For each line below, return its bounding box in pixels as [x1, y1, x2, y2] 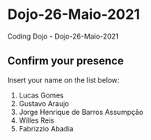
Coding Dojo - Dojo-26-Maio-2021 [7, 31, 119, 41]
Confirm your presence [7, 54, 124, 68]
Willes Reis [18, 116, 54, 125]
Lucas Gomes [18, 90, 64, 100]
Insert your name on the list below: [7, 75, 120, 84]
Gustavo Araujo [18, 98, 69, 108]
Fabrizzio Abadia [18, 123, 74, 133]
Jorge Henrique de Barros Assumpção [18, 107, 144, 116]
